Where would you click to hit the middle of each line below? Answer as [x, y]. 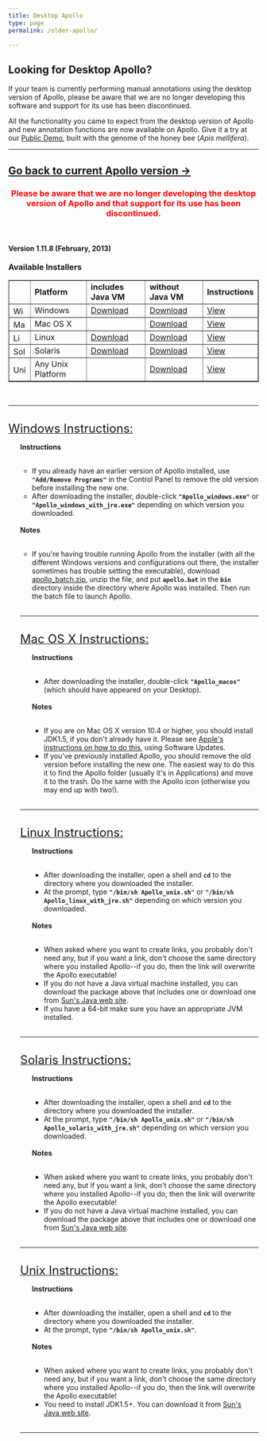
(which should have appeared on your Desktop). [122, 690]
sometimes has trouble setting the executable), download [126, 571]
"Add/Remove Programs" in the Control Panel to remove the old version [145, 479]
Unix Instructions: [69, 1271]
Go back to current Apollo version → [100, 171]
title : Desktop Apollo [46, 16]
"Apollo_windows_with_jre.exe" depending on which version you [138, 505]
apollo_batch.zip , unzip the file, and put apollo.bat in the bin [132, 580]
